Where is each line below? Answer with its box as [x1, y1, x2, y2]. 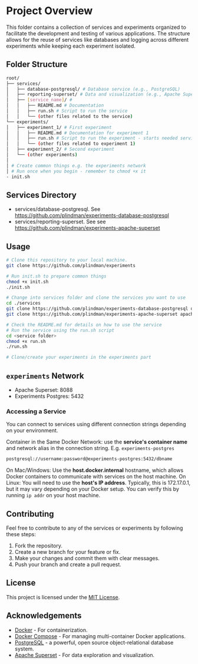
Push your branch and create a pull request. [14, 561, 122, 568]
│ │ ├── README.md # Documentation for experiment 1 [6, 130, 149, 136]
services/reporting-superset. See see [14, 218, 106, 225]
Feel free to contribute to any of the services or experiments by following [6, 524, 183, 531]
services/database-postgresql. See [14, 206, 101, 213]
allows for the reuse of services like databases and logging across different [6, 36, 189, 43]
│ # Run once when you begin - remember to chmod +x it [6, 168, 146, 174]
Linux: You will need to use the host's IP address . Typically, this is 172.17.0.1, [6, 479, 191, 487]
